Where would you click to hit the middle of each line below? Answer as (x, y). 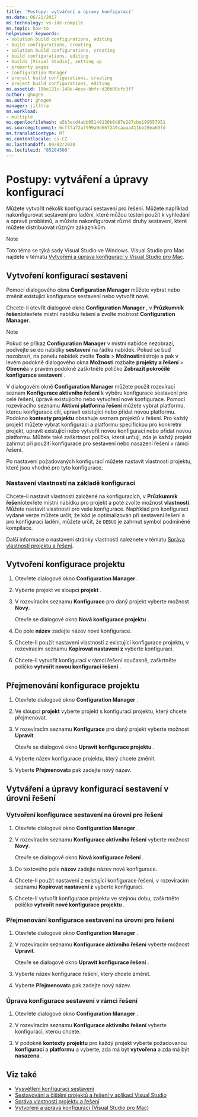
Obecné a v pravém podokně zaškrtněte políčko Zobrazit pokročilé (88, 369)
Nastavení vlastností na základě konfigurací (71, 483)
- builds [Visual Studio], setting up (54, 61)
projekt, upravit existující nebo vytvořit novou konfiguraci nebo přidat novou (99, 431)
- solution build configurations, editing (59, 39)
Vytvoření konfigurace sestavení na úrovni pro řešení (84, 815)
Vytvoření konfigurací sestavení (67, 275)
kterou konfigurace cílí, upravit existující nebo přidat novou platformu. (91, 412)
